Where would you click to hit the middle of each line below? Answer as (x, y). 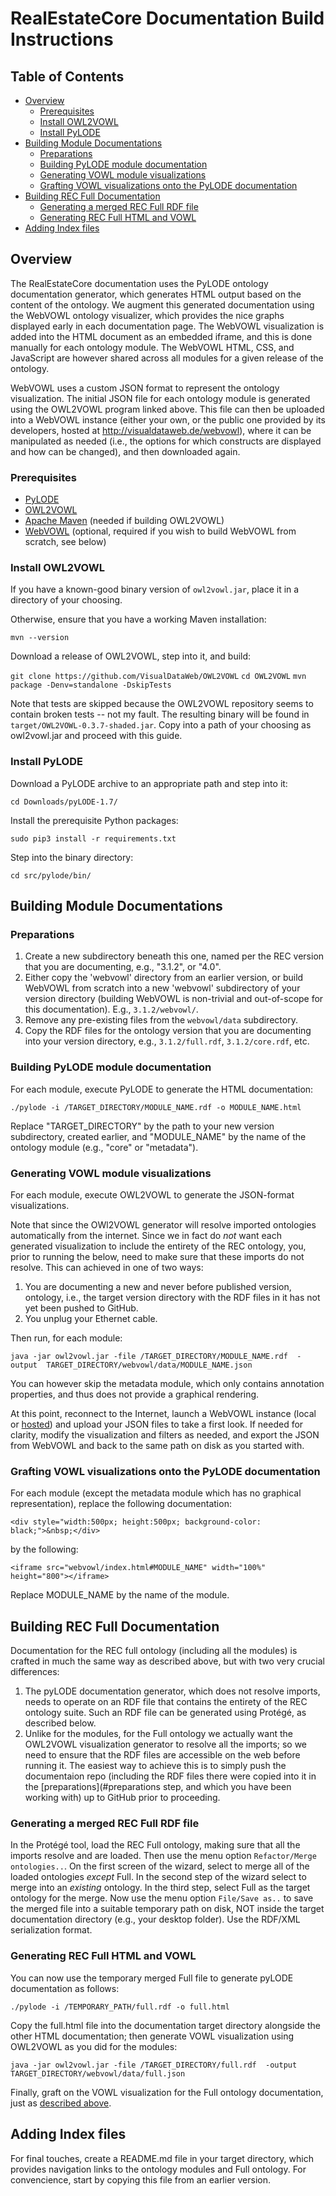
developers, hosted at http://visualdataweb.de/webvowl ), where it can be (161, 430)
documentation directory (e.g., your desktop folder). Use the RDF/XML (155, 1919)
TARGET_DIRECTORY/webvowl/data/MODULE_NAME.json (149, 1365)
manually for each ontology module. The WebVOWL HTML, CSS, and (152, 347)
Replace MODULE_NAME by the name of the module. (120, 1595)
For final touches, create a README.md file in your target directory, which (162, 2158)
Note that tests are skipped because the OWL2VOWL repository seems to (162, 704)
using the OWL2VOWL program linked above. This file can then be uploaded (167, 409)
